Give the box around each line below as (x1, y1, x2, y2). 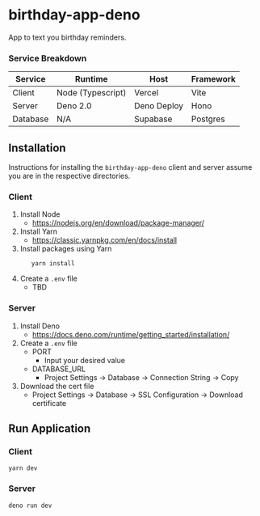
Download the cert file (19, 381, 94, 391)
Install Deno (19, 321, 61, 331)
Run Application (8, 422, 91, 436)
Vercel (134, 87, 159, 99)
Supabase (134, 113, 173, 125)
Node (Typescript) (56, 87, 127, 99)
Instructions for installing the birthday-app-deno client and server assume (8, 163, 253, 172)
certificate (31, 398, 67, 408)
